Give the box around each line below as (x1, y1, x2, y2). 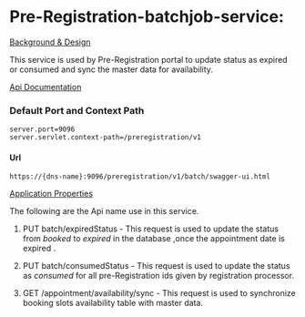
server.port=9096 (9, 125, 76, 134)
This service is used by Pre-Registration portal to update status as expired (9, 54, 289, 65)
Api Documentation (9, 81, 82, 92)
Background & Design (9, 36, 91, 47)
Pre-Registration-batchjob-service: (9, 6, 285, 27)
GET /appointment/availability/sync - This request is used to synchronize (22, 288, 296, 299)
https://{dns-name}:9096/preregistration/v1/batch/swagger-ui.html (9, 172, 271, 181)
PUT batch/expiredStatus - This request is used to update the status (22, 223, 280, 234)
